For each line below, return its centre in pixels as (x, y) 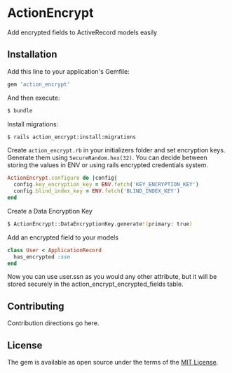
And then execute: (34, 98)
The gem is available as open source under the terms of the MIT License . (113, 362)
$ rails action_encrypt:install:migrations (72, 137)
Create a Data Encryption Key (50, 211)
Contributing (36, 306)
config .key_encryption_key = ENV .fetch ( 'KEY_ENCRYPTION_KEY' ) (106, 185)
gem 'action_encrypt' (39, 84)
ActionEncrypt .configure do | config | (62, 178)
